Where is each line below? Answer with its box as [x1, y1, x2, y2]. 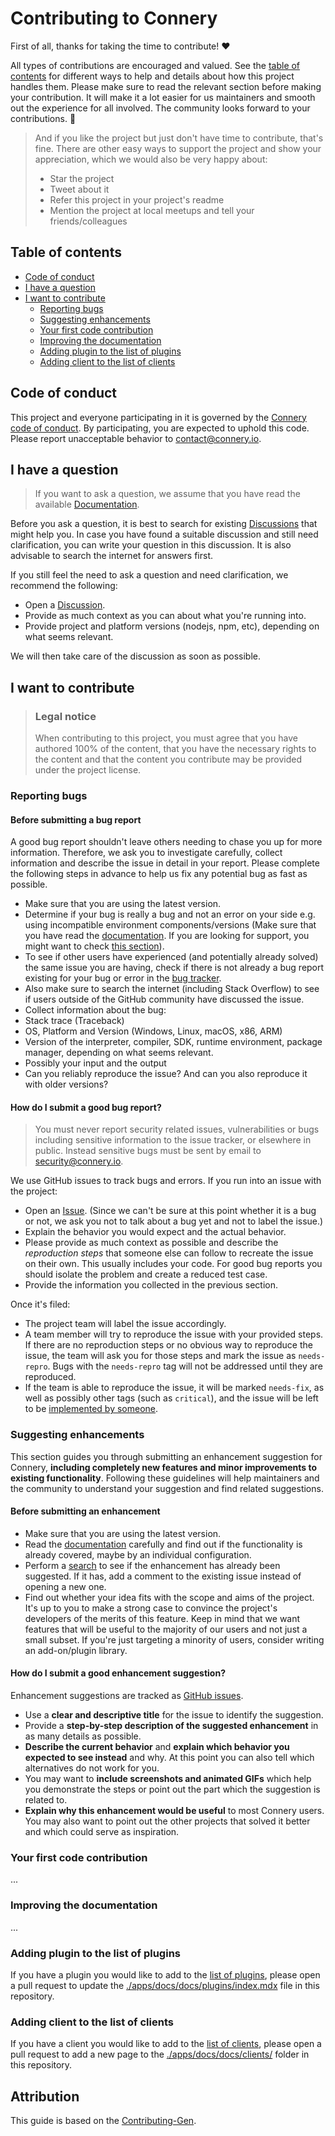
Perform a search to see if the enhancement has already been [24, 1559, 281, 1571]
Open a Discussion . [24, 599, 106, 611]
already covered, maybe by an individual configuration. [24, 1548, 252, 1561]
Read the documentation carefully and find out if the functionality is [24, 1538, 303, 1550]
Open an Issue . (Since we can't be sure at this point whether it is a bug [24, 1205, 317, 1217]
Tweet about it [49, 183, 110, 195]
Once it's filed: [10, 1298, 71, 1311]
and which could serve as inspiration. [24, 1826, 180, 1838]
